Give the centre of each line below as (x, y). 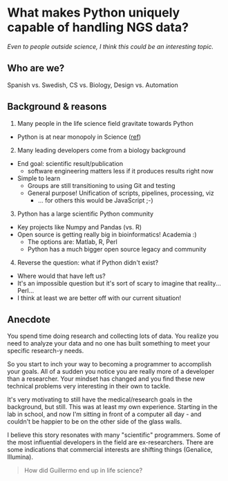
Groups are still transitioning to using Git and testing (101, 185)
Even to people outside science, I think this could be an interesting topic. (111, 46)
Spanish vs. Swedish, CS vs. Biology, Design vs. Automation (93, 85)
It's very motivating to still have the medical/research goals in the (100, 399)
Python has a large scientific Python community (85, 214)
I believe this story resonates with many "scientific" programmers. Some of (114, 435)
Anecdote (29, 319)
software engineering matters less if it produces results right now (121, 171)
